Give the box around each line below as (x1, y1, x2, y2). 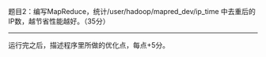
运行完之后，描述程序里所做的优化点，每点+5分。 (8, 41, 170, 49)
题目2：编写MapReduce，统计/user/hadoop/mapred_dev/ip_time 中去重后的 (8, 7, 256, 16)
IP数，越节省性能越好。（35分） (8, 16, 110, 26)
